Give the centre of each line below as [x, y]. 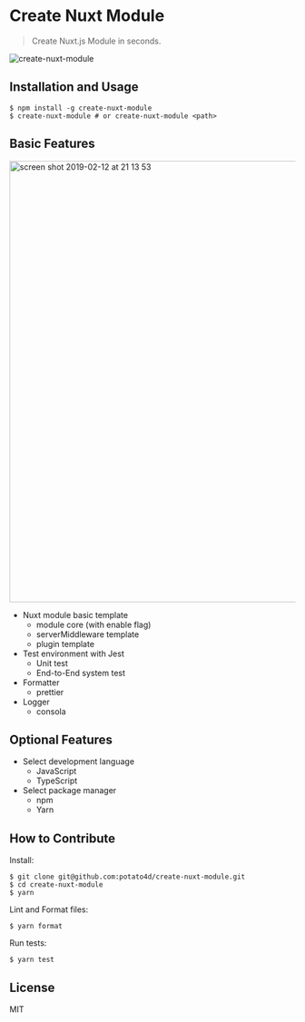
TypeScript [57, 781]
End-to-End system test [80, 673]
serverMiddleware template [88, 634]
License [32, 987]
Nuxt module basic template [75, 614]
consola [51, 711]
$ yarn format [36, 927]
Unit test [52, 663]
